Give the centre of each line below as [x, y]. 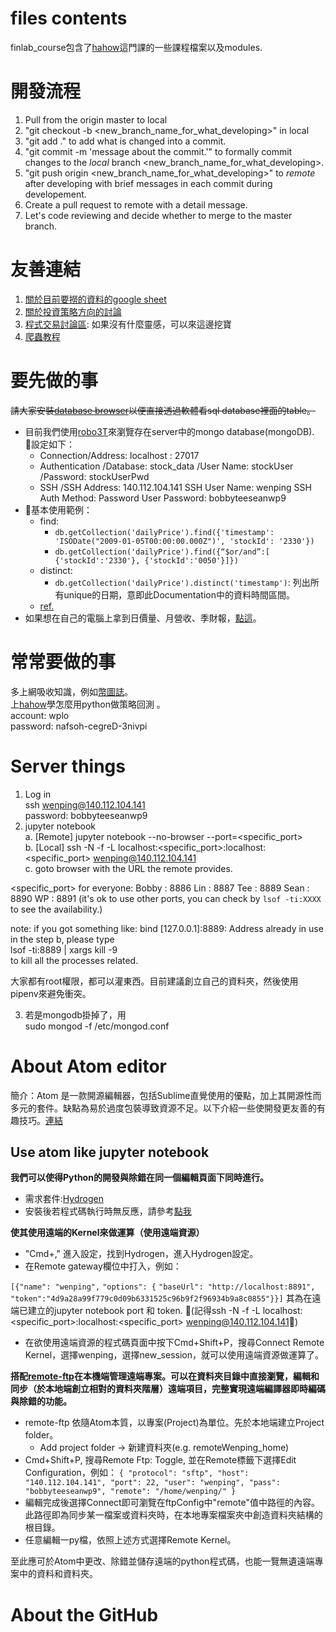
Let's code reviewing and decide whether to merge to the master [158, 215]
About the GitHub [84, 1614]
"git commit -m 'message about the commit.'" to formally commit [158, 151]
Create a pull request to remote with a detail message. [136, 204]
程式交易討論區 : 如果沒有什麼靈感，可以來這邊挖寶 [128, 324]
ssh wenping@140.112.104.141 [85, 804]
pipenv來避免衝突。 [51, 993]
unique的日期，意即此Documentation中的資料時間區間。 [179, 594]
